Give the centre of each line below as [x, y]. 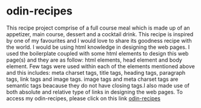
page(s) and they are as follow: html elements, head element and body [94, 60]
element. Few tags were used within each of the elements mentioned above [100, 66]
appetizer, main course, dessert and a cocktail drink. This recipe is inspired [100, 34]
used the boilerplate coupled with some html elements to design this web [97, 53]
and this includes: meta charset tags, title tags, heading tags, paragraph [96, 72]
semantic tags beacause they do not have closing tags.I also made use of [98, 85]
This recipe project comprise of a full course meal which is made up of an [98, 28]
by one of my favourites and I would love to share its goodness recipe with [99, 40]
